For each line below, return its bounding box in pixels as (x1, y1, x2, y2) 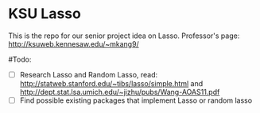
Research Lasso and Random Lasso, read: (19, 70, 158, 79)
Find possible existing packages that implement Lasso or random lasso (19, 96, 253, 105)
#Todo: (8, 55, 32, 64)
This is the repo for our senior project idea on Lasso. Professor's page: (8, 31, 240, 40)
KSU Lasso (8, 5, 81, 23)
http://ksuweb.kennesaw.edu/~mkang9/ (8, 39, 139, 48)
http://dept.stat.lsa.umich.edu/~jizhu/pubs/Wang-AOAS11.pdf (19, 88, 220, 96)
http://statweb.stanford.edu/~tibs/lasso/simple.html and (19, 79, 204, 88)
